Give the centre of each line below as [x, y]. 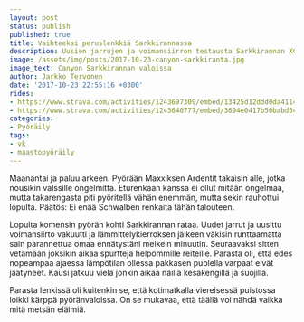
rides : [22, 93]
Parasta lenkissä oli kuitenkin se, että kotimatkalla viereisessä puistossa [142, 289]
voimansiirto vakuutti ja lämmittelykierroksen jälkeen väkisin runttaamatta [146, 234]
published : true [40, 34]
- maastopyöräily [42, 152]
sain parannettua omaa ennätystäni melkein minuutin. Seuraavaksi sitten [144, 243]
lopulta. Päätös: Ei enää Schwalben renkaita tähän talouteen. [122, 207]
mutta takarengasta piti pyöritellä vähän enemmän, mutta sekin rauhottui [144, 197]
